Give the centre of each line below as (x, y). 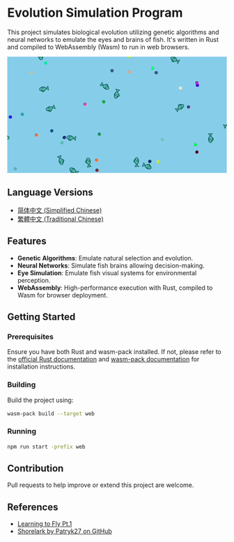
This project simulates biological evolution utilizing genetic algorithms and (113, 32)
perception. (34, 280)
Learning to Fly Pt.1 (45, 524)
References (33, 507)
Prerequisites (30, 336)
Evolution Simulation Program (95, 13)
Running (22, 431)
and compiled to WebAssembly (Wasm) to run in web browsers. (99, 47)
